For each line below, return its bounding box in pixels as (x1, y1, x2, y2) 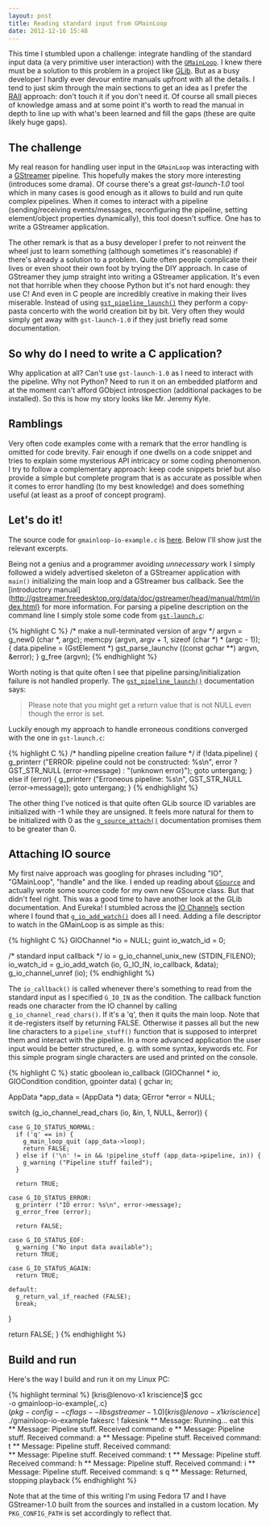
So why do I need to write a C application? (8, 347, 223, 360)
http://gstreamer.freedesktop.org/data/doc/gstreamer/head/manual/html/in (10, 593, 260, 603)
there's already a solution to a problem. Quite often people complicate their (8, 255, 258, 264)
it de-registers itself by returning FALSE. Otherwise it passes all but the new (8, 1018, 260, 1028)
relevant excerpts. (8, 543, 69, 553)
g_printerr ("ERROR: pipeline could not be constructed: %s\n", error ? (8, 757, 238, 767)
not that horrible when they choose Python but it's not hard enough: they (8, 281, 251, 290)
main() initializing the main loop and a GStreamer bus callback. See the (8, 576, 244, 585)
